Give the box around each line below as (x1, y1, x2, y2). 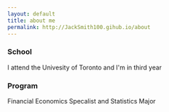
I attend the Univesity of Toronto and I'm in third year (7, 63, 162, 72)
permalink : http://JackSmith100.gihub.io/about (7, 23, 151, 30)
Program (7, 81, 38, 91)
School (7, 47, 33, 57)
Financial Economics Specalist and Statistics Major (7, 96, 156, 105)
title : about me (7, 17, 55, 24)
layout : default (7, 10, 55, 18)
